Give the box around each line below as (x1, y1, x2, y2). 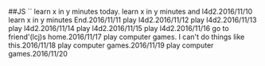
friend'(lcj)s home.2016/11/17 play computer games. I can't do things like (8, 32, 245, 41)
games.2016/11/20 (8, 49, 68, 58)
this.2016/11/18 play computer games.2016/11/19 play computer (8, 41, 214, 50)
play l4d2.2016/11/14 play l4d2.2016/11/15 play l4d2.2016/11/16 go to (8, 24, 229, 33)
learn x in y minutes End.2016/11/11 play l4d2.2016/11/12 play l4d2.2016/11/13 (8, 15, 257, 25)
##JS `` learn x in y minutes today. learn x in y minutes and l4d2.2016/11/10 (8, 7, 253, 16)
